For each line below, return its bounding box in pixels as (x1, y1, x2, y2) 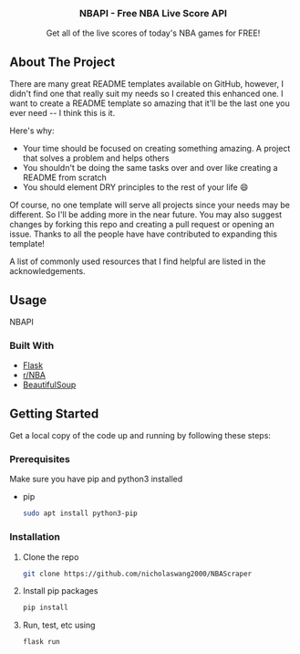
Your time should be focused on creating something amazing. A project (22, 143, 291, 154)
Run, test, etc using (22, 619, 96, 631)
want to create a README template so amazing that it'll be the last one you (9, 98, 290, 109)
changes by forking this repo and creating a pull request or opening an (9, 219, 275, 230)
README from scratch (22, 172, 108, 184)
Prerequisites (9, 452, 70, 465)
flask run (22, 638, 61, 647)
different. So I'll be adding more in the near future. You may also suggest (9, 209, 283, 220)
